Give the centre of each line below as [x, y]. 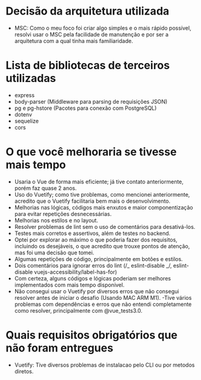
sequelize [26, 121]
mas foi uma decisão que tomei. [54, 253]
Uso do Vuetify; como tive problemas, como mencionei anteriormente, [102, 194]
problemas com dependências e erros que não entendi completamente [103, 304]
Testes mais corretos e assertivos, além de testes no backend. [92, 233]
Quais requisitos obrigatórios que [92, 335]
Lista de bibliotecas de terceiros [88, 66]
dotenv [23, 114]
